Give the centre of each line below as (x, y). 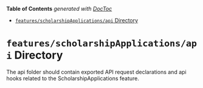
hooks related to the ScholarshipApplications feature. (73, 78)
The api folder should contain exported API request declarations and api (96, 72)
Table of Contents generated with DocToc (59, 9)
